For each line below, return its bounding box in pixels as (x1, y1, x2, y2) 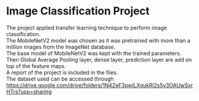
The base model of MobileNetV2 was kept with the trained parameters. (6, 49, 182, 57)
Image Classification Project (6, 4, 150, 18)
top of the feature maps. (6, 62, 66, 70)
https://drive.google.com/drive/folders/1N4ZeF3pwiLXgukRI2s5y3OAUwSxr (6, 81, 193, 88)
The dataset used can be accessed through (6, 75, 114, 82)
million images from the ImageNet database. (6, 43, 116, 50)
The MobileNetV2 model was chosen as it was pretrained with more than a (6, 37, 191, 44)
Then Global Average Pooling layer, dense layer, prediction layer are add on (6, 56, 192, 63)
